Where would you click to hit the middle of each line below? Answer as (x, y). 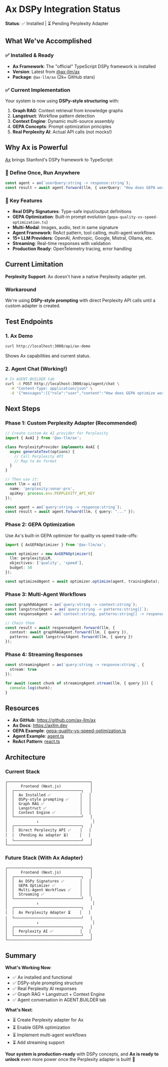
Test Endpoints (29, 322)
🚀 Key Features (24, 200)
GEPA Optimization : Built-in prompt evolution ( (60, 217)
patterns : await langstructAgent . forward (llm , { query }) (71, 637)
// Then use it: (22, 480)
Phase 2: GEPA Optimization (40, 525)
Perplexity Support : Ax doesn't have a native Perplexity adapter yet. (76, 276)
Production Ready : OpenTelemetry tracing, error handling (72, 249)
